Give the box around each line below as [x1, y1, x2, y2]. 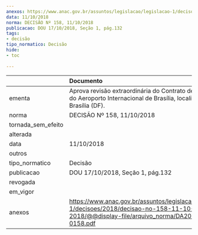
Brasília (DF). [69, 101, 105, 110]
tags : [6, 31, 19, 37]
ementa [9, 94, 31, 102]
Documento [69, 77, 103, 85]
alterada [9, 130, 32, 138]
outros [9, 149, 28, 157]
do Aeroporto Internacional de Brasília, [69, 94, 176, 102]
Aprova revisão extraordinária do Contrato [69, 87, 186, 95]
